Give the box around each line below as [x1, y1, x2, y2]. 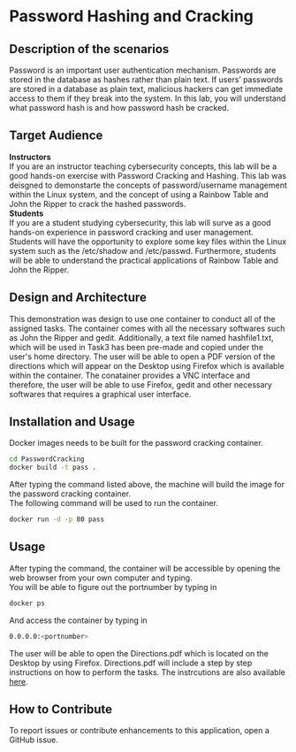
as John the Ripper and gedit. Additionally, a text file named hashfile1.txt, [9, 332, 274, 342]
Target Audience [9, 128, 103, 143]
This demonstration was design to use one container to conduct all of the [9, 313, 276, 324]
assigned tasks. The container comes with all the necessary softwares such [9, 323, 285, 334]
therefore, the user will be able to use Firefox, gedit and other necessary [9, 379, 272, 390]
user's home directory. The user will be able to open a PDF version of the [9, 351, 276, 362]
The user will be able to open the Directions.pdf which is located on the [9, 648, 269, 658]
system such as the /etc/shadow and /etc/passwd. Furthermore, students [9, 245, 277, 256]
